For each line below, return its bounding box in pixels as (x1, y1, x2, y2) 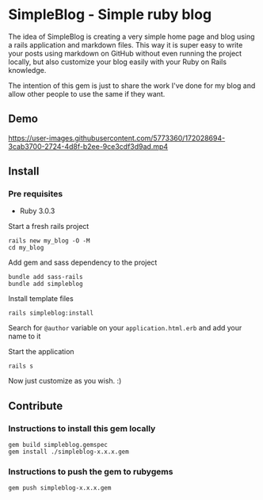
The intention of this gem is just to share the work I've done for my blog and (8, 81, 256, 90)
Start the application (8, 347, 74, 357)
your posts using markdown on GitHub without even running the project (8, 48, 242, 58)
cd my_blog (8, 244, 44, 252)
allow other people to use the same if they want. (8, 89, 166, 98)
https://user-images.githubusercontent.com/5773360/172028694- (8, 133, 226, 143)
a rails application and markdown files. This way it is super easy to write (8, 40, 243, 49)
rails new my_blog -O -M (8, 237, 90, 245)
